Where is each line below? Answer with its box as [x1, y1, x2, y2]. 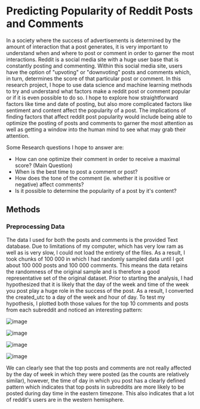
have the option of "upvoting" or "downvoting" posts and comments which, [6, 68, 191, 75]
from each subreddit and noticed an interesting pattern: [6, 306, 143, 313]
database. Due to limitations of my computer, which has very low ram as [6, 243, 184, 250]
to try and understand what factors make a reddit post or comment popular [6, 87, 191, 95]
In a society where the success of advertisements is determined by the [6, 37, 181, 44]
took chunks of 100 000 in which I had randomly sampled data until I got [6, 255, 184, 262]
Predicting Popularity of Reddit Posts [6, 4, 193, 18]
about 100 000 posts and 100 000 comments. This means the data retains [6, 262, 188, 269]
